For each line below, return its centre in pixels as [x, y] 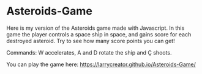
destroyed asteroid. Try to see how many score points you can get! [91, 41]
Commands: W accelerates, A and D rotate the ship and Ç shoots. [89, 52]
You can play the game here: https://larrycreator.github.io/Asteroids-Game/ [101, 64]
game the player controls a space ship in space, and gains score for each [99, 34]
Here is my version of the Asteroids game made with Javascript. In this [95, 28]
